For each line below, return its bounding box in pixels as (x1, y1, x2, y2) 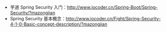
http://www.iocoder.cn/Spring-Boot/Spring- (67, 4, 158, 10)
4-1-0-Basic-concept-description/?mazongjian (10, 21, 107, 27)
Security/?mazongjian (10, 10, 56, 16)
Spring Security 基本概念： (10, 16, 66, 21)
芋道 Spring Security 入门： (10, 4, 67, 10)
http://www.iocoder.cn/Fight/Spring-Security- (65, 16, 161, 21)
